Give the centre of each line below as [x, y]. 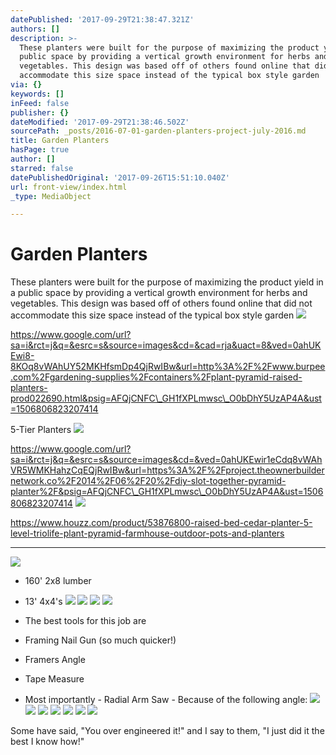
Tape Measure [54, 679]
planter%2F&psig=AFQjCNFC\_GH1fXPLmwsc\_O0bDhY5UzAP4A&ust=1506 [167, 492]
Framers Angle [55, 660]
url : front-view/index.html [69, 187]
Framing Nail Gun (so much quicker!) [100, 640]
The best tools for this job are [85, 621]
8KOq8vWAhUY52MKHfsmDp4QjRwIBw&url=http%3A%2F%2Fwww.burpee [168, 367]
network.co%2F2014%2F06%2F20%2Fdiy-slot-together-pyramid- [148, 481]
